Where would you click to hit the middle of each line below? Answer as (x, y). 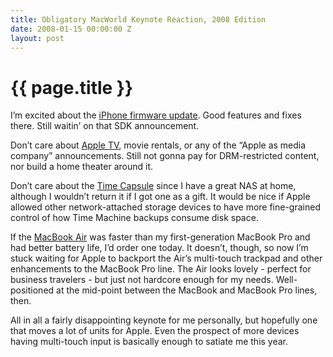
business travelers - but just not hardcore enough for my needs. (142, 280)
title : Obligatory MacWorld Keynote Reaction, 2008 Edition (138, 19)
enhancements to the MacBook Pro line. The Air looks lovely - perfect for (161, 269)
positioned (32, 290)
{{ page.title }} (72, 87)
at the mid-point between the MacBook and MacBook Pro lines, (187, 290)
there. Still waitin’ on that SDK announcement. (105, 126)
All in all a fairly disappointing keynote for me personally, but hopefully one (164, 320)
